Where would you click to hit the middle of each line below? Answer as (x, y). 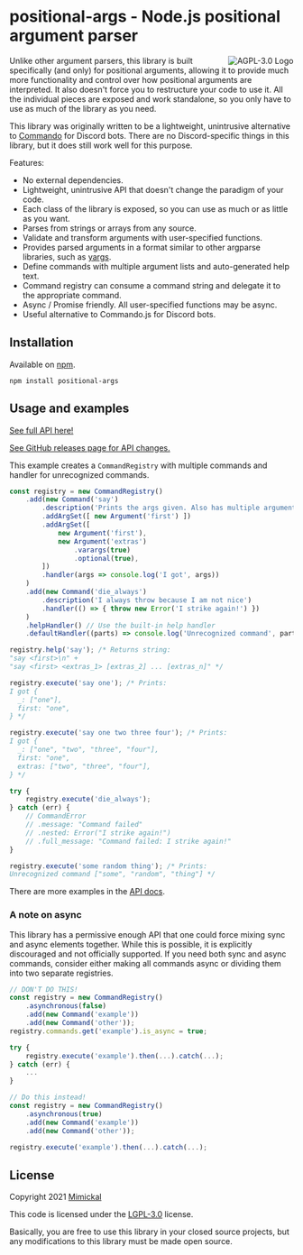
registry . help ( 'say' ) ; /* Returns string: (90, 650)
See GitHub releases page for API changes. (90, 447)
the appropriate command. (72, 295)
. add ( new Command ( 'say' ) (72, 499)
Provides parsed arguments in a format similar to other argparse (142, 247)
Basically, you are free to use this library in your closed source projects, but (150, 1232)
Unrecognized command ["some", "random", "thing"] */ (113, 875)
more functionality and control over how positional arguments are (131, 79)
